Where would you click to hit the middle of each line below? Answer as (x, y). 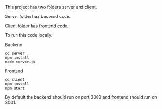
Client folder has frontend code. (37, 26)
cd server (15, 53)
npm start (15, 88)
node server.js (20, 62)
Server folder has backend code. (38, 16)
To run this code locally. (29, 35)
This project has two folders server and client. (51, 7)
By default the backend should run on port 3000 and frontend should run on (81, 97)
